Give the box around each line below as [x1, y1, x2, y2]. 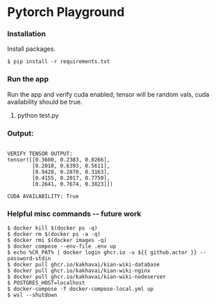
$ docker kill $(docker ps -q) [7, 225, 98, 232]
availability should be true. [7, 97, 83, 106]
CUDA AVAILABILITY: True [7, 193, 79, 200]
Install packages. [7, 45, 56, 53]
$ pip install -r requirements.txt [7, 58, 110, 65]
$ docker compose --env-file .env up [7, 243, 117, 250]
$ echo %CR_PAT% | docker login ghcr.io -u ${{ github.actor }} [7, 249, 197, 256]
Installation [7, 29, 47, 39]
